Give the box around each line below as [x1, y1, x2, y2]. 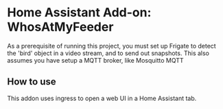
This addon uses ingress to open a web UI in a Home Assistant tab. [7, 94, 197, 102]
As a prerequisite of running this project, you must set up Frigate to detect [7, 42, 216, 50]
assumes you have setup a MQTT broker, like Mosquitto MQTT [7, 56, 184, 64]
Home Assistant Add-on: [7, 5, 152, 20]
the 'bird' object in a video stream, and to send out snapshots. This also [7, 49, 209, 57]
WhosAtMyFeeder [7, 19, 114, 35]
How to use [7, 76, 56, 88]
